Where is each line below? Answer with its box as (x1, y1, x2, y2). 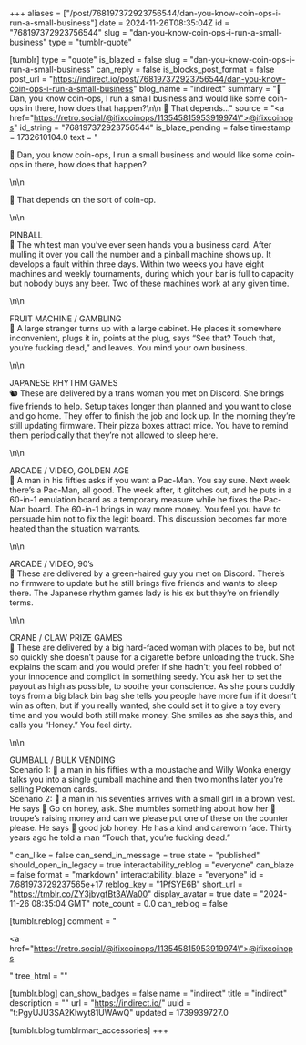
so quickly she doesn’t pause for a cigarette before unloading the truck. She (9, 652, 295, 663)
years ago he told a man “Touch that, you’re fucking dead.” (9, 832, 230, 843)
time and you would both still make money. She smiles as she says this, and (9, 710, 293, 720)
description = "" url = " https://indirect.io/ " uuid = (9, 998, 192, 1009)
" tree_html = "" (9, 970, 68, 981)
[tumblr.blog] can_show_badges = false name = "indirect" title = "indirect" (9, 988, 288, 999)
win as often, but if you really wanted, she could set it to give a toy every (9, 700, 281, 711)
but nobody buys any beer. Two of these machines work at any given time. (9, 278, 290, 289)
